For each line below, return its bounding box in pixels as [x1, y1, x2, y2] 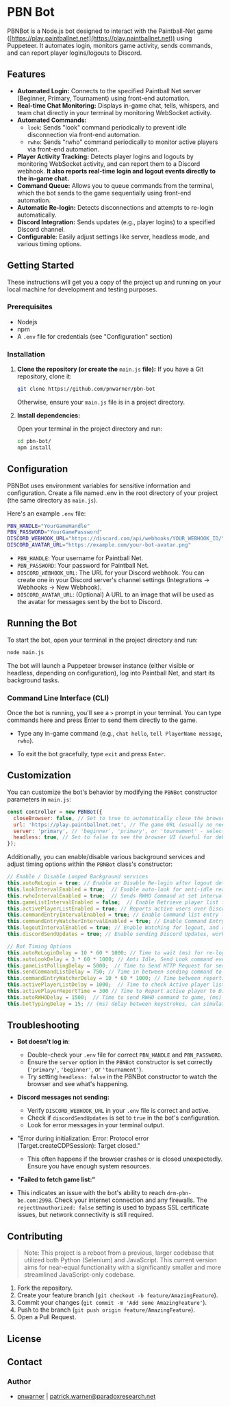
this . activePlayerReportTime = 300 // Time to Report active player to [7, 988, 216, 995]
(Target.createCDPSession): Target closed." [16, 1142, 140, 1150]
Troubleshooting [7, 1020, 80, 1031]
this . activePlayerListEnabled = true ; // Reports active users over [7, 905, 207, 912]
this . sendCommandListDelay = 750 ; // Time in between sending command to [7, 968, 222, 976]
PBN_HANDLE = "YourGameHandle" [7, 522, 90, 529]
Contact [7, 1356, 42, 1368]
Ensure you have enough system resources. [27, 1162, 152, 1170]
